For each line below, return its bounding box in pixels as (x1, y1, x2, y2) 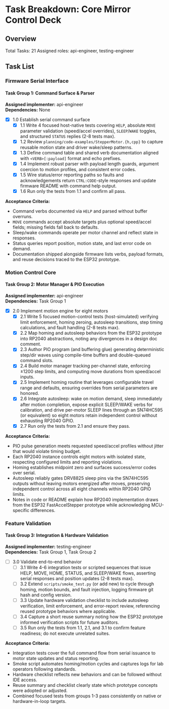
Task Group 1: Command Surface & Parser (5, 90, 95, 96)
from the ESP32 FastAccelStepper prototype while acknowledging (12, 501, 150, 508)
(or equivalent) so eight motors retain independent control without (20, 412, 157, 418)
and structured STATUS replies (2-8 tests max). (20, 133, 116, 139)
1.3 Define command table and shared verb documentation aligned (20, 149, 159, 156)
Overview (5, 34, 37, 43)
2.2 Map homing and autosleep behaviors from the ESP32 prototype (20, 330, 162, 336)
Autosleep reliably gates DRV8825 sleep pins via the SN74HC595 (12, 475, 149, 481)
